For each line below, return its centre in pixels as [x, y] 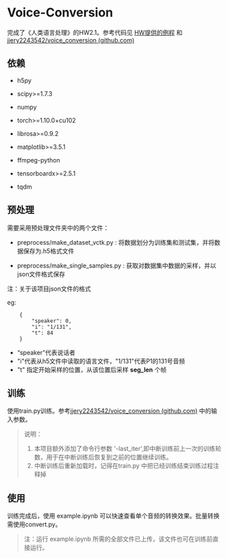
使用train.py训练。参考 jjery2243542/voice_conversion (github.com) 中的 [109, 411]
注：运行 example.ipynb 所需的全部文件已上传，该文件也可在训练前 [118, 539]
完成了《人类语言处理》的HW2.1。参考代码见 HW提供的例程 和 [95, 32]
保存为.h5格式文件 [49, 251]
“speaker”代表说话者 [46, 352]
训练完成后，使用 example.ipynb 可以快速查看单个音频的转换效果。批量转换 [114, 516]
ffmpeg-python [38, 160]
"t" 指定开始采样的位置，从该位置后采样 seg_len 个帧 [92, 369]
